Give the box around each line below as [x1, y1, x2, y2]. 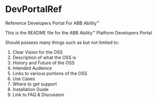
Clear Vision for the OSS [12, 49, 63, 55]
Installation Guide [12, 86, 49, 92]
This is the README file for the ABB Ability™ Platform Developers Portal [5, 29, 152, 35]
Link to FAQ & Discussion [12, 91, 64, 97]
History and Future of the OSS [12, 59, 75, 65]
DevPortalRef [5, 3, 62, 15]
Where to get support [12, 81, 57, 87]
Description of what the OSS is [12, 54, 76, 60]
